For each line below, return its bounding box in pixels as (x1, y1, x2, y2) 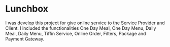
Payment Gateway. (5, 36, 45, 42)
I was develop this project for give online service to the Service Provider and (5, 20, 165, 26)
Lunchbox (5, 3, 49, 15)
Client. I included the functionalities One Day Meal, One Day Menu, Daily (5, 25, 156, 31)
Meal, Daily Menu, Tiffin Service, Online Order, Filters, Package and (5, 30, 146, 36)
